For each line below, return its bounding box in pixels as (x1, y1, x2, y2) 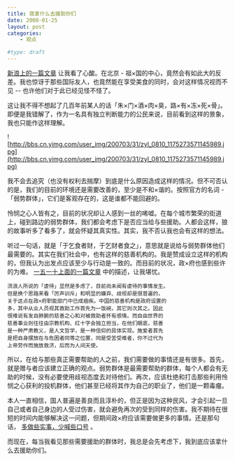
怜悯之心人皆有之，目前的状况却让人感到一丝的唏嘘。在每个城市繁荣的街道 (7, 209, 222, 217)
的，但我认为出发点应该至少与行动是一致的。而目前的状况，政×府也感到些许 (7, 259, 226, 267)
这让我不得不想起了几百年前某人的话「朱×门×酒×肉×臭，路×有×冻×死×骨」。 (7, 101, 227, 109)
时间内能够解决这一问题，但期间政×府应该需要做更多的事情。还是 (19, 414, 208, 422)
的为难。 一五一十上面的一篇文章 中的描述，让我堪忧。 (7, 268, 164, 276)
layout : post (7, 23, 45, 30)
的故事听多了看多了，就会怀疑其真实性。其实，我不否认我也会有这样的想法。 (7, 226, 228, 235)
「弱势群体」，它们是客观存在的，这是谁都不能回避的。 (7, 194, 164, 203)
